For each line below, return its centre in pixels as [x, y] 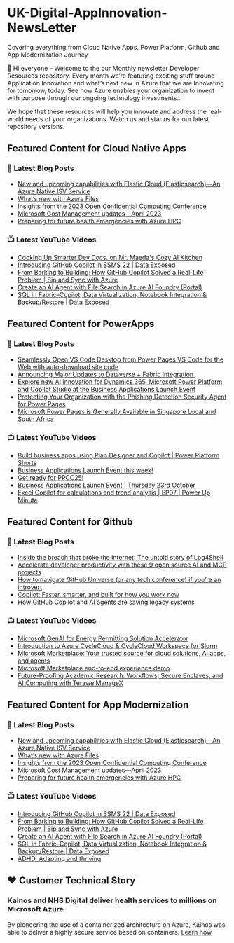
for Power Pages [41, 404]
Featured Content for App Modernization [98, 705]
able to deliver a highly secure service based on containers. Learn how [110, 932]
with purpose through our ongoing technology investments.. [94, 98]
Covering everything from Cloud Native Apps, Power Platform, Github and [113, 47]
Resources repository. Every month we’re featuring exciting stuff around [111, 76]
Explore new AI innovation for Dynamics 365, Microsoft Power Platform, [121, 381]
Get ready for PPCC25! [50, 477]
